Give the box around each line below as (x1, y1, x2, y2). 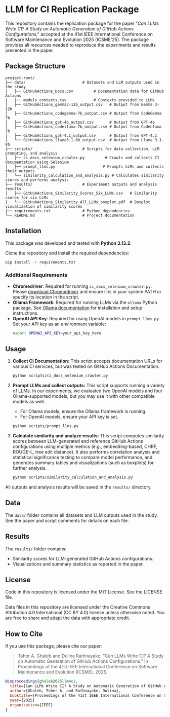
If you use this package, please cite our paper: (5, 643, 102, 649)
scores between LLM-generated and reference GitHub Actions (12, 438, 143, 444)
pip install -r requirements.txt (5, 259, 76, 265)
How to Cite (5, 629, 43, 638)
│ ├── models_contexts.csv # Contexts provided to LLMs (5, 97, 155, 102)
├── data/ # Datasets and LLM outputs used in (5, 80, 159, 85)
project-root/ (5, 75, 35, 81)
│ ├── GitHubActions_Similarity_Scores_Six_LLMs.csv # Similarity (5, 191, 157, 196)
